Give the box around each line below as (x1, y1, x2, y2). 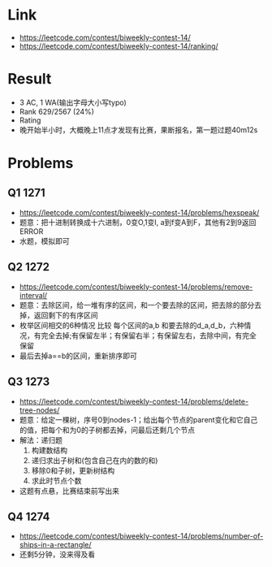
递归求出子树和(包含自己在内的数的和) (31, 455, 158, 465)
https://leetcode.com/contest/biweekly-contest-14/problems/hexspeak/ (19, 207, 260, 217)
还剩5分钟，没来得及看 (19, 550, 96, 560)
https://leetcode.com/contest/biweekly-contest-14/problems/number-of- (19, 531, 264, 541)
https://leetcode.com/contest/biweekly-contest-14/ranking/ (19, 41, 218, 50)
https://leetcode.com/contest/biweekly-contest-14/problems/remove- (19, 282, 253, 292)
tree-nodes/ (19, 405, 60, 415)
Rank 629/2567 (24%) (19, 106, 95, 116)
